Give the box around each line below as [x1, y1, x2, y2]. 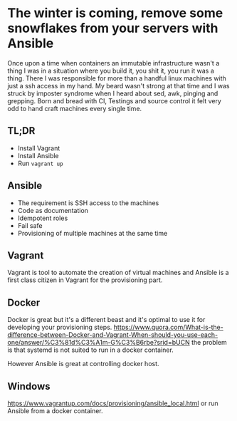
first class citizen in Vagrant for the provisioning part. [7, 276, 163, 284]
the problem [191, 338, 227, 347]
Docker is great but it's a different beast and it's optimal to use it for [7, 316, 206, 324]
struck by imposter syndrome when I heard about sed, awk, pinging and [7, 89, 218, 98]
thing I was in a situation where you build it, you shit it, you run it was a [7, 66, 215, 75]
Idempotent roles [17, 214, 68, 222]
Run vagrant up [17, 159, 63, 167]
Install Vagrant [17, 144, 60, 152]
